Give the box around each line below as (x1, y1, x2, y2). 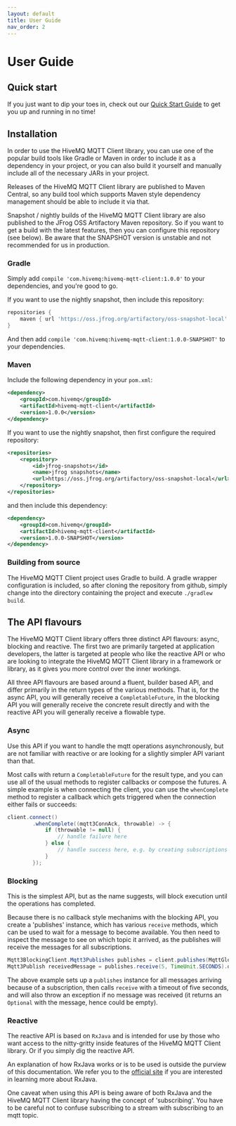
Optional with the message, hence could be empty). (7, 998, 158, 1007)
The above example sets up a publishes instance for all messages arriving (7, 976, 222, 984)
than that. (7, 757, 35, 765)
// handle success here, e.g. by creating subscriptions (57, 846, 228, 853)
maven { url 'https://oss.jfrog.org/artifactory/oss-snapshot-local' (20, 315, 228, 323)
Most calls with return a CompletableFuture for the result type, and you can (7, 770, 223, 778)
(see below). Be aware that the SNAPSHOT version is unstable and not (7, 233, 211, 242)
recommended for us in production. (7, 241, 110, 249)
